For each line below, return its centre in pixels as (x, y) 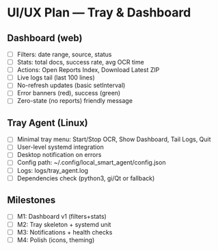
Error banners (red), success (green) (69, 93)
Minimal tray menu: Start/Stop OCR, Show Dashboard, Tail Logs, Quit (114, 139)
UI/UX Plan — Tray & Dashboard (99, 13)
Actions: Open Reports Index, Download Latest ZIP (88, 70)
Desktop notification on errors (59, 155)
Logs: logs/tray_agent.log (53, 170)
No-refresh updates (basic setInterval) (71, 85)
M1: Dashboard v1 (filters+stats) (62, 217)
